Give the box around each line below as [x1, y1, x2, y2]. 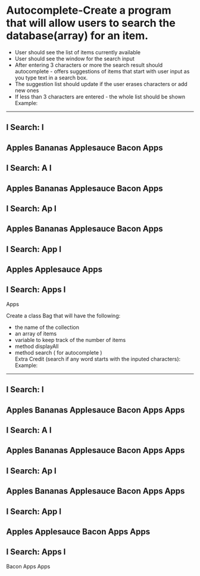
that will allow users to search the [6, 16, 176, 30]
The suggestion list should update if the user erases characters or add [14, 80, 187, 87]
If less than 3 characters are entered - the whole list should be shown [14, 93, 186, 100]
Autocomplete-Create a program [6, 4, 171, 17]
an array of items [14, 329, 57, 337]
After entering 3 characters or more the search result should [14, 61, 163, 69]
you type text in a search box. [14, 74, 88, 81]
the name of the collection [14, 324, 79, 331]
